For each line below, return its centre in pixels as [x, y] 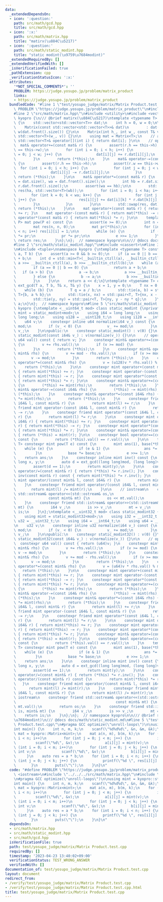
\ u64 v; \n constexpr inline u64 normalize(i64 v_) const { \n [84, 322]
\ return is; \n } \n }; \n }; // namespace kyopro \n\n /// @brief [84, 716]
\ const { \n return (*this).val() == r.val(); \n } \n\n [81, 440]
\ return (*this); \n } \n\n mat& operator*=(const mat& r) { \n [84, 177]
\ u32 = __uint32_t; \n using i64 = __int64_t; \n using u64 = [83, 521]
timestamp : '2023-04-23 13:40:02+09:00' [51, 856]
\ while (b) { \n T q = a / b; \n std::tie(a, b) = [83, 290]
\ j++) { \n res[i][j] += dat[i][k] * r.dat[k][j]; [87, 200]
